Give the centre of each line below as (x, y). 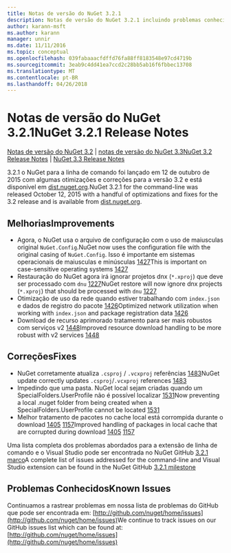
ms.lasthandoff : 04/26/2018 (47, 84)
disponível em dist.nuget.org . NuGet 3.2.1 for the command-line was (102, 187)
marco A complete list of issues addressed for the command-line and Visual (113, 459)
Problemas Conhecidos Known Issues (89, 489)
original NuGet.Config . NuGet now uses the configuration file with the (114, 247)
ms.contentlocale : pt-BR (43, 77)
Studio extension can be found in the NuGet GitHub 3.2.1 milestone (101, 467)
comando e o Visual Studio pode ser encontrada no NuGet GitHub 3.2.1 (108, 452)
